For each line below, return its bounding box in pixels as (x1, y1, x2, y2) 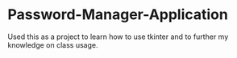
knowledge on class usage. (7, 40, 98, 49)
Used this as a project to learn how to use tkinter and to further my (7, 32, 229, 41)
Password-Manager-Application (7, 6, 229, 24)
